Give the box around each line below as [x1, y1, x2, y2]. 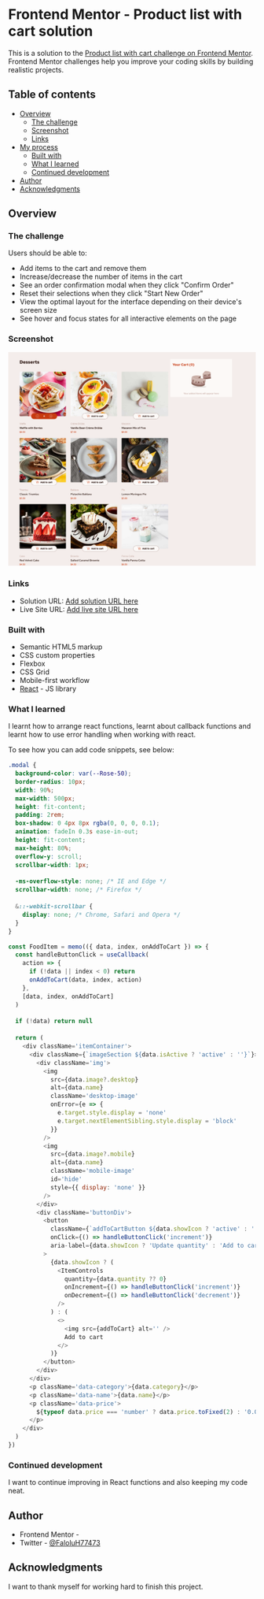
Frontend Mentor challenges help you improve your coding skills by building [8, 57, 254, 66]
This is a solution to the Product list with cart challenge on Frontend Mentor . [8, 48, 254, 58]
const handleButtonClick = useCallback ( [15, 951, 149, 959]
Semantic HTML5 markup [19, 642, 103, 651]
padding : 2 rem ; [15, 811, 65, 819]
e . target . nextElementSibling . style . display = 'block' [57, 1117, 237, 1125]
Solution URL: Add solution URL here [19, 596, 139, 606]
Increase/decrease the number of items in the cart [19, 272, 183, 281]
